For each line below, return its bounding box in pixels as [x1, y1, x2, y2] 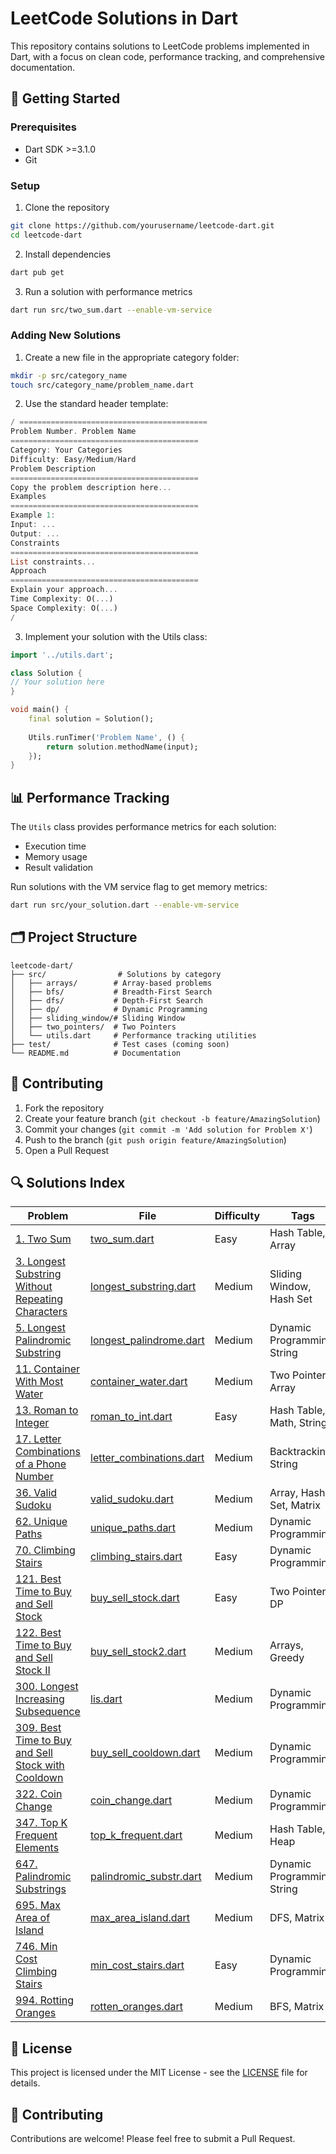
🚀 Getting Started [10, 90, 121, 107]
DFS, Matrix [269, 1911, 325, 1925]
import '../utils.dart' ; [10, 650, 114, 660]
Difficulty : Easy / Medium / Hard [10, 454, 137, 464]
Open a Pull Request [24, 1144, 110, 1156]
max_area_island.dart [90, 1911, 191, 1925]
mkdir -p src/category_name [10, 370, 128, 381]
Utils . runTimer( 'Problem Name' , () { [28, 732, 186, 742]
